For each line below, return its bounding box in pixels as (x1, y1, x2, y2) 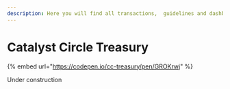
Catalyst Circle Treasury (7, 39, 149, 55)
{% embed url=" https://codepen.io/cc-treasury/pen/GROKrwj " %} (7, 62, 194, 71)
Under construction (7, 75, 62, 84)
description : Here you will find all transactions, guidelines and (7, 10, 207, 17)
